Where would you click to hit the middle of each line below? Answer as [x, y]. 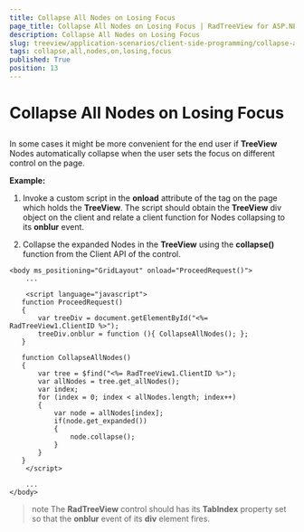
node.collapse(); [103, 437]
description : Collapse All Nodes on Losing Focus [105, 34]
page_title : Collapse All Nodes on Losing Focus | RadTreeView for [139, 26]
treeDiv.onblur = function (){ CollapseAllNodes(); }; [143, 334]
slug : [19, 43]
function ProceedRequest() [72, 303]
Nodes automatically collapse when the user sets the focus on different [142, 154]
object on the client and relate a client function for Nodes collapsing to [153, 217]
